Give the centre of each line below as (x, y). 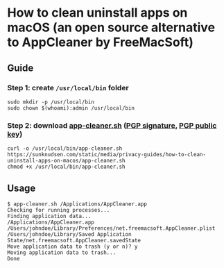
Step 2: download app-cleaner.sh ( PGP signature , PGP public (112, 125)
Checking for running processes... (59, 210)
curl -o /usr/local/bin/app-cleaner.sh (65, 149)
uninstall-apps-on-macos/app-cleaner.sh (67, 161)
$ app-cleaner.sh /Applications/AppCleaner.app (77, 204)
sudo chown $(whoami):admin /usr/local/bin (71, 108)
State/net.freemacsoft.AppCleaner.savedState (74, 240)
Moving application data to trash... (62, 252)
